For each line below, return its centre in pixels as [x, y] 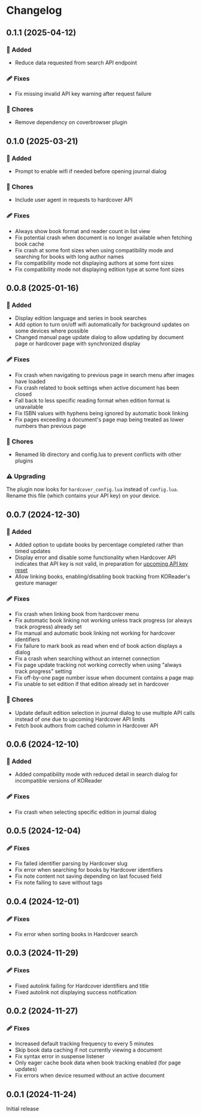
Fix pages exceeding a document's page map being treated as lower [99, 419]
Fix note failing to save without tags [59, 883]
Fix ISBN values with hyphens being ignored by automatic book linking [101, 413]
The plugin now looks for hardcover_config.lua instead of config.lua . [92, 490]
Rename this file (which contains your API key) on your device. [83, 496]
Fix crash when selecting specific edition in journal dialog [86, 812]
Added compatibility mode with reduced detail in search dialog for [96, 774]
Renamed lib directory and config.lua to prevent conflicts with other [98, 455]
